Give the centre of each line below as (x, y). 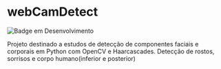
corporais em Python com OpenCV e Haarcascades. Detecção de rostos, (111, 51)
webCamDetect (53, 12)
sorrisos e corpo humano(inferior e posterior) (72, 58)
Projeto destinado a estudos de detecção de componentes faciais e (103, 44)
